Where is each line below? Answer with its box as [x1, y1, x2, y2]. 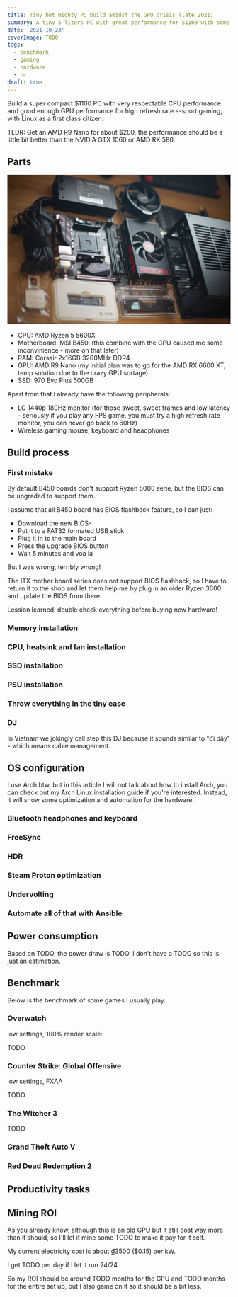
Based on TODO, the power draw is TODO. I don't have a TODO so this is [7, 949, 220, 957]
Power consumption [7, 930, 98, 942]
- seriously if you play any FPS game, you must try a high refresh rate [17, 411, 221, 419]
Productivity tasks [7, 1183, 91, 1195]
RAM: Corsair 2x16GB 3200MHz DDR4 [17, 353, 130, 362]
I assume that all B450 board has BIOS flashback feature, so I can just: [7, 505, 213, 513]
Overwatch [7, 1013, 47, 1023]
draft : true [7, 79, 42, 86]
